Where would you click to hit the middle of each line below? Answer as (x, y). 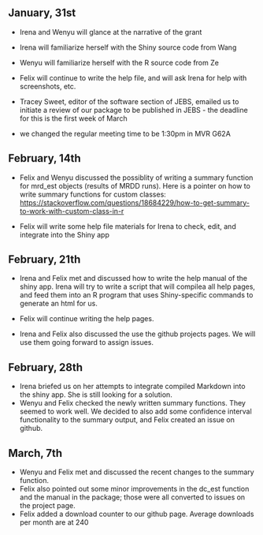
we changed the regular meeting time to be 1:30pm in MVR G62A (125, 133)
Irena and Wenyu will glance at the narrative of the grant (111, 32)
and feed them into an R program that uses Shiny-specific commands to (136, 295)
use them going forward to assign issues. (87, 342)
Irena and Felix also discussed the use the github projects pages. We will (137, 334)
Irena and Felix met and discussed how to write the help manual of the (133, 279)
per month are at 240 (54, 522)
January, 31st (42, 13)
